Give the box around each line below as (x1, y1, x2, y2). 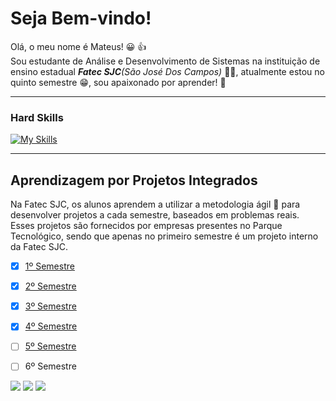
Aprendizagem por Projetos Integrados (10, 172, 258, 189)
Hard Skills (10, 110, 64, 124)
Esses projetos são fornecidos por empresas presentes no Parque (10, 220, 283, 232)
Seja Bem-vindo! (10, 7, 152, 30)
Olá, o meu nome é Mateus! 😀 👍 (10, 40, 147, 52)
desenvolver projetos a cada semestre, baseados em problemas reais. (10, 209, 300, 221)
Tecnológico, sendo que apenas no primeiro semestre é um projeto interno (10, 230, 319, 242)
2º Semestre (24, 280, 77, 292)
